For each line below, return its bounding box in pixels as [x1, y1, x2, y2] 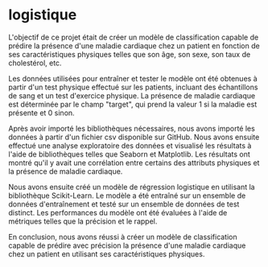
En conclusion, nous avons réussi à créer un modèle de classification [8, 232, 237, 241]
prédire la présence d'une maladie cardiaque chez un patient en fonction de [8, 40, 260, 50]
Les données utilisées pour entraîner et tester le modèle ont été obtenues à [8, 73, 258, 83]
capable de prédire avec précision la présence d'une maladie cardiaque [8, 240, 246, 250]
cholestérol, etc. [8, 58, 62, 68]
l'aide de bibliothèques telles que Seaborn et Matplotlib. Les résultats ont [8, 149, 251, 159]
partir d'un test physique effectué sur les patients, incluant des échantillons [8, 82, 258, 92]
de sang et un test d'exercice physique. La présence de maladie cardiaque [8, 90, 256, 100]
